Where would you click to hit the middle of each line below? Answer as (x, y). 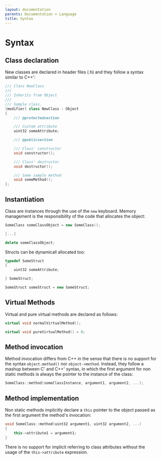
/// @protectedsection (37, 118)
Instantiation (25, 199)
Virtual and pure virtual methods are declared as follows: (61, 314)
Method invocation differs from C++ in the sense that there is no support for (81, 359)
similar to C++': (20, 77)
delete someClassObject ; (30, 243)
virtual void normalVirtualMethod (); (43, 323)
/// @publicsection (33, 140)
